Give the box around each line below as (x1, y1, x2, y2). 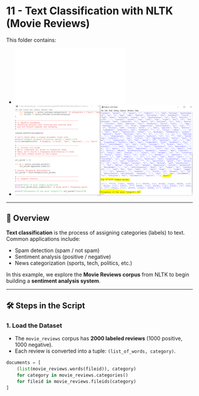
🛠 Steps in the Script (6, 300, 85, 311)
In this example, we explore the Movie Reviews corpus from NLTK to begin (6, 271, 190, 278)
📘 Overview (6, 213, 50, 223)
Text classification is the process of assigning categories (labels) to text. (6, 229, 185, 236)
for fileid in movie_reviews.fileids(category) (17, 378, 136, 384)
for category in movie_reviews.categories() (17, 372, 129, 378)
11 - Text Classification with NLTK (6, 4, 174, 18)
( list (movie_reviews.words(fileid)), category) (17, 366, 136, 372)
